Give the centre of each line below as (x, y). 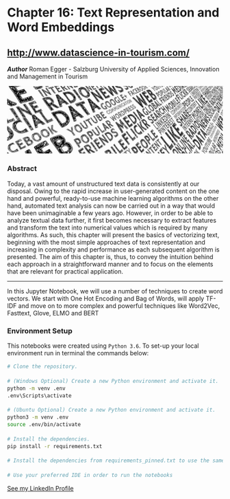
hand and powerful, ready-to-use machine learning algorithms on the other (113, 198)
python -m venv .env (37, 388)
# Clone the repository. (42, 367)
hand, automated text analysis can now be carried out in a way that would (111, 206)
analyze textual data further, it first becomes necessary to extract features (112, 220)
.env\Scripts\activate (39, 396)
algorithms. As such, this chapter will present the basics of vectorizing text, (113, 234)
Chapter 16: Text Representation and (113, 13)
